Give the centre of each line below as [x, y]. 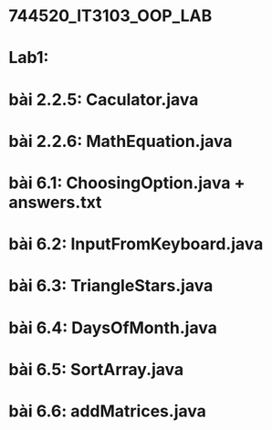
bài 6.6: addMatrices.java [108, 411]
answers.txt [55, 202]
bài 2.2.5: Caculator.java [104, 99]
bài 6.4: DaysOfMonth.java [113, 327]
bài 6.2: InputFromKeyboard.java [136, 244]
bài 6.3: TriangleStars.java [111, 286]
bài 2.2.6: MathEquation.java [121, 141]
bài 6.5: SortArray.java [96, 369]
